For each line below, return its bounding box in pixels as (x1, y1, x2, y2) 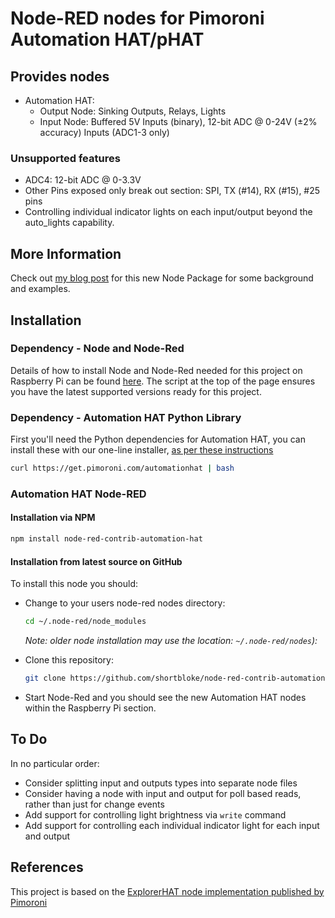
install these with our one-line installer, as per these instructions (10, 444, 274, 456)
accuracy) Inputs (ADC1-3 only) (39, 127, 170, 138)
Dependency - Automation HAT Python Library (10, 410, 242, 424)
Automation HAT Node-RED (10, 487, 147, 501)
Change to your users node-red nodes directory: (24, 597, 226, 609)
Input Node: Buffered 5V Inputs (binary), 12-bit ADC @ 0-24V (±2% (39, 116, 318, 127)
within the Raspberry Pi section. (24, 702, 157, 714)
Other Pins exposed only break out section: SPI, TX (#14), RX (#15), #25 (24, 185, 321, 197)
